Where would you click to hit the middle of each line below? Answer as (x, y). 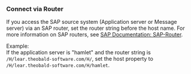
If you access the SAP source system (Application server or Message (92, 22)
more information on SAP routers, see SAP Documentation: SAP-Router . (95, 35)
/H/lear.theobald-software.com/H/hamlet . (58, 65)
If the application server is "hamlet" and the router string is (78, 53)
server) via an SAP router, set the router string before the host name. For (96, 28)
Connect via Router (35, 9)
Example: (18, 46)
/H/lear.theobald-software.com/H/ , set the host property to (80, 59)
